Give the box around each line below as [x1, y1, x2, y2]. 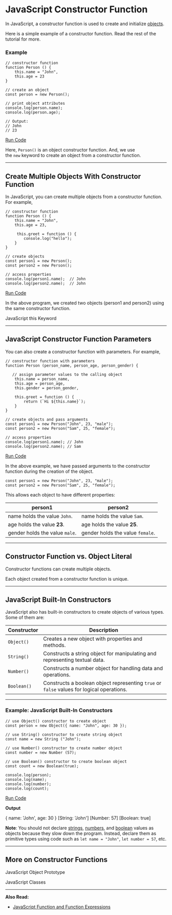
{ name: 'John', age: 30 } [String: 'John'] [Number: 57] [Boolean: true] [5, 815, 151, 821]
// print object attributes [5, 101, 66, 106]
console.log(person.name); [5, 105, 63, 111]
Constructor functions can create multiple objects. [5, 566, 112, 572]
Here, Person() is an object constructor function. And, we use [5, 147, 135, 153]
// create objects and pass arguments [5, 417, 88, 422]
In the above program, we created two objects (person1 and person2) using [5, 300, 164, 306]
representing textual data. [43, 656, 105, 663]
